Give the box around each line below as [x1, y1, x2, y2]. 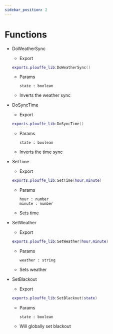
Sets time [19, 210, 39, 216]
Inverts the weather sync [19, 92, 71, 98]
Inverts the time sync [19, 149, 63, 155]
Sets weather [19, 266, 47, 273]
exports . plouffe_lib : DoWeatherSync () [11, 65, 91, 70]
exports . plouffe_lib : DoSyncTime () [11, 121, 84, 127]
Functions [4, 29, 47, 40]
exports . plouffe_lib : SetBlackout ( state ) [11, 296, 97, 301]
